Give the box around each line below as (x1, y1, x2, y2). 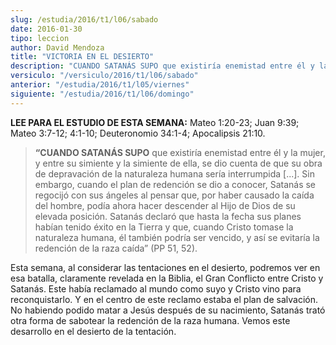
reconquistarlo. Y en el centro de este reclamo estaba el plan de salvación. (10, 293, 318, 305)
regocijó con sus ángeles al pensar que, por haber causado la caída (34, 189, 315, 201)
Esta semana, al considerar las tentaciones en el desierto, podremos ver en (10, 261, 321, 273)
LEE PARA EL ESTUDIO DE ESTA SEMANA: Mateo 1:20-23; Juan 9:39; (10, 116, 300, 128)
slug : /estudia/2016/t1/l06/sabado (10, 14, 159, 25)
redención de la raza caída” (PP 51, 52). (34, 242, 198, 254)
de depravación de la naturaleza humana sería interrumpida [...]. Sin (34, 167, 315, 180)
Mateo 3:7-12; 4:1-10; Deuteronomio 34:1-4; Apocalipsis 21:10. (10, 127, 266, 139)
